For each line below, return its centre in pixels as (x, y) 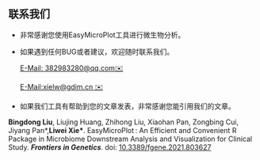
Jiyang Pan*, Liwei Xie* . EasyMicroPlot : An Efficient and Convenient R (122, 130)
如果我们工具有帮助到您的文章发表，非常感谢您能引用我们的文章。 (127, 106)
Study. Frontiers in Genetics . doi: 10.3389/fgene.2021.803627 (110, 147)
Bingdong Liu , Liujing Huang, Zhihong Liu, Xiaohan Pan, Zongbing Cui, (124, 122)
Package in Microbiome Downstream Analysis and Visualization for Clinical (130, 139)
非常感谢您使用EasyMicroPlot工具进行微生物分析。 (102, 35)
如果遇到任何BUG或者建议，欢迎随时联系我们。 (97, 51)
